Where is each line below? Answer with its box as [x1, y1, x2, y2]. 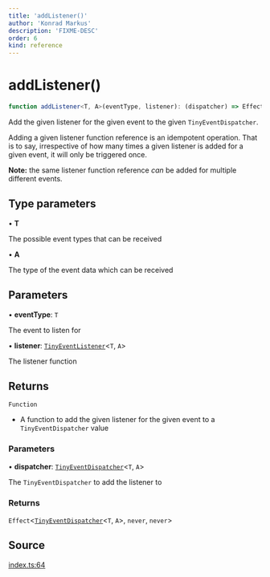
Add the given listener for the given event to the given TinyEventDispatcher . [8, 117, 259, 127]
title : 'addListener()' [8, 11, 88, 20]
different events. [8, 173, 63, 183]
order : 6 [8, 34, 38, 43]
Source [8, 538, 46, 552]
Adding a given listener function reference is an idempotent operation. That [8, 132, 258, 142]
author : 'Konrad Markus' [8, 19, 92, 27]
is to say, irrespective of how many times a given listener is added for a [8, 141, 243, 151]
